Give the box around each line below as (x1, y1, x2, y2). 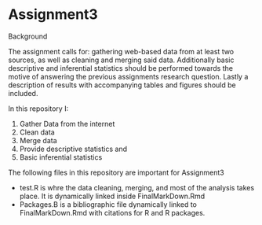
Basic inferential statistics (19, 152, 103, 162)
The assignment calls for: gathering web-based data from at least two (8, 46, 235, 56)
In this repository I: (8, 104, 69, 113)
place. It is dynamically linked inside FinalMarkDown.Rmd (19, 191, 206, 201)
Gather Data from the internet (19, 119, 115, 128)
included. (8, 88, 38, 98)
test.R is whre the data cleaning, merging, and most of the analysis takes (19, 183, 255, 192)
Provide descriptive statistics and (19, 144, 128, 153)
